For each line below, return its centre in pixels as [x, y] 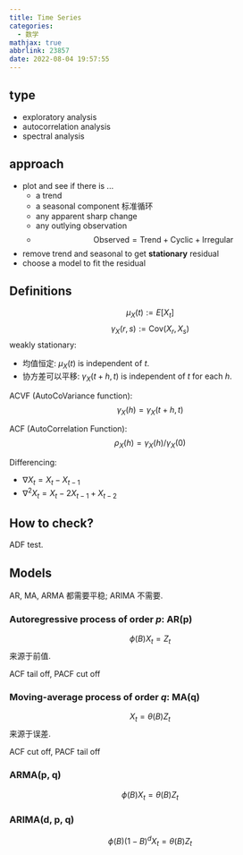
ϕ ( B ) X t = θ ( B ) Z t [150, 795]
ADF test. [26, 545]
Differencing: [33, 463]
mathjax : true [36, 43]
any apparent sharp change [87, 216]
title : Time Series [46, 17]
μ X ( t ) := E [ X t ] [150, 314]
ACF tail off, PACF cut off [55, 674]
